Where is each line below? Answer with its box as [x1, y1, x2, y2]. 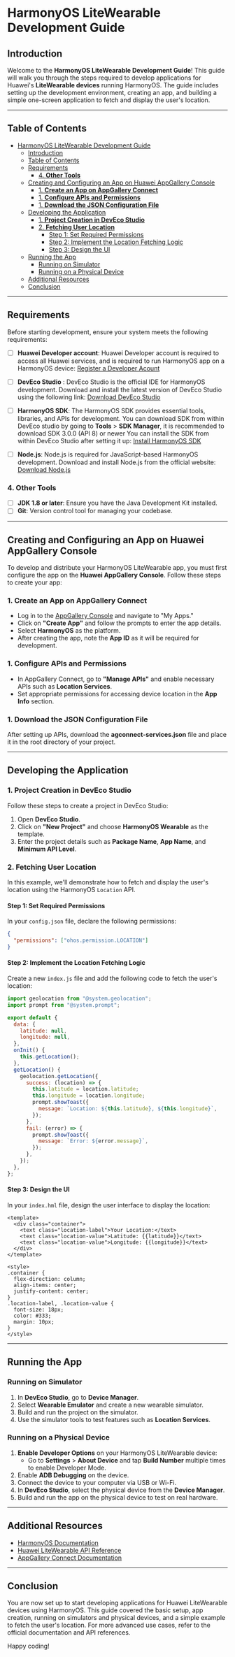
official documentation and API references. [7, 1628, 131, 1637]
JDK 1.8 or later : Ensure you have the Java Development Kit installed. [17, 498, 218, 508]
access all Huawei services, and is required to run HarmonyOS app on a [17, 357, 225, 365]
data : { [13, 1021, 36, 1028]
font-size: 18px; [13, 1306, 64, 1313]
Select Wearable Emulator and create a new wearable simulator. [17, 1400, 204, 1409]
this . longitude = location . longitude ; [32, 1092, 145, 1099]
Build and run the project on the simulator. [17, 1407, 138, 1416]
